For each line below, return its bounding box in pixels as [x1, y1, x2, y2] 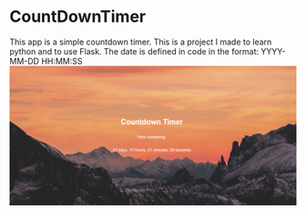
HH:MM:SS [40, 55, 84, 66]
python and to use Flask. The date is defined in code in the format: [9, 45, 260, 56]
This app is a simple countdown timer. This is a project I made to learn [9, 36, 272, 47]
